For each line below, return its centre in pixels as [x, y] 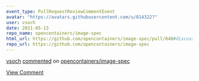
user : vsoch [21, 22]
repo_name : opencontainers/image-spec [54, 33]
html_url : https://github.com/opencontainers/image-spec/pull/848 [90, 39]
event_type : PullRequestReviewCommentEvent [61, 11]
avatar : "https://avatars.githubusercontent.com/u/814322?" [82, 17]
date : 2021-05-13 [28, 28]
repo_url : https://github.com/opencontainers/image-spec [78, 45]
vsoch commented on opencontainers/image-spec [68, 61]
